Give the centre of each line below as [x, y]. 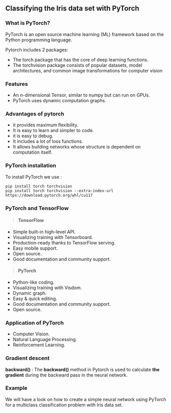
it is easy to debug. [33, 136]
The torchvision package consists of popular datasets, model [78, 65]
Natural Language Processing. [45, 340]
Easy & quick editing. [35, 298]
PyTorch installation [31, 165]
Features [17, 84]
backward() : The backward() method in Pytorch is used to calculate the [83, 369]
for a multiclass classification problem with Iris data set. [64, 405]
